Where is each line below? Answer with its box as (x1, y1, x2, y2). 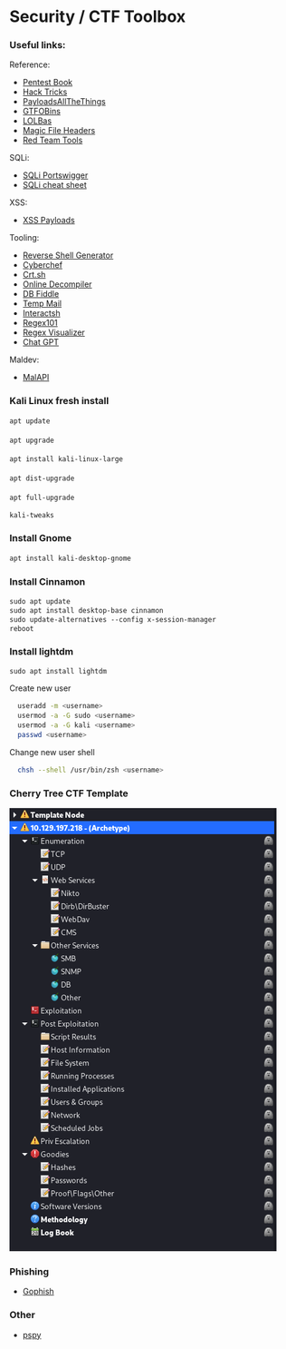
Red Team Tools (22, 134, 83, 146)
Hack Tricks (22, 86, 68, 97)
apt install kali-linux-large (9, 455, 124, 464)
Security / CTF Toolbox (9, 6, 186, 27)
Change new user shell (9, 746, 95, 757)
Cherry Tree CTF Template (9, 787, 129, 800)
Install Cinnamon (9, 575, 86, 587)
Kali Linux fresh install (9, 395, 110, 408)
